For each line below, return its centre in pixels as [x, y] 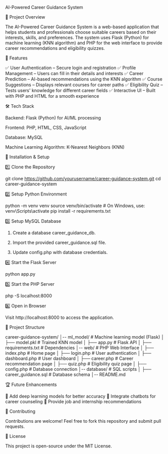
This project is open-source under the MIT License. [59, 446]
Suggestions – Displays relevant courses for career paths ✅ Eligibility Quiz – [84, 85]
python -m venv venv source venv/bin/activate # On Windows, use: [75, 206]
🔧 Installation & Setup [27, 157]
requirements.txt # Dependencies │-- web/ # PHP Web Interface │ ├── [79, 348]
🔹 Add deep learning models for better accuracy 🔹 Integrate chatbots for [81, 396]
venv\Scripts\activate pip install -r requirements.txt [58, 211]
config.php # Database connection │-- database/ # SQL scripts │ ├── [78, 369]
